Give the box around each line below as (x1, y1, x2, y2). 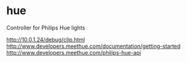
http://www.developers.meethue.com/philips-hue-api (6, 48, 141, 56)
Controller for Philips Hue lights (6, 24, 85, 31)
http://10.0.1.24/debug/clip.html (6, 36, 85, 43)
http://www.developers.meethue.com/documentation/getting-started (6, 42, 181, 50)
